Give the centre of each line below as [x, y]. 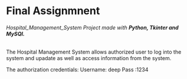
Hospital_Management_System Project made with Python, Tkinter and [92, 27]
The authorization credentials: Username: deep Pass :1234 [77, 70]
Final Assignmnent [53, 11]
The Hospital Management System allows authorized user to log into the [94, 52]
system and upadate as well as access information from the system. [89, 58]
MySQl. [16, 34]
